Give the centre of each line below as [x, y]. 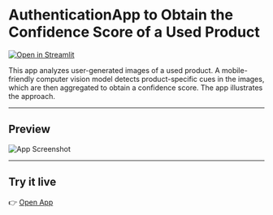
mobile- [234, 70]
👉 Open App [31, 202]
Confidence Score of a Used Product [134, 32]
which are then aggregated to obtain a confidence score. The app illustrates [136, 88]
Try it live [32, 182]
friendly [22, 79]
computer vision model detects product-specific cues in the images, [150, 79]
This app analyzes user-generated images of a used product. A [115, 70]
